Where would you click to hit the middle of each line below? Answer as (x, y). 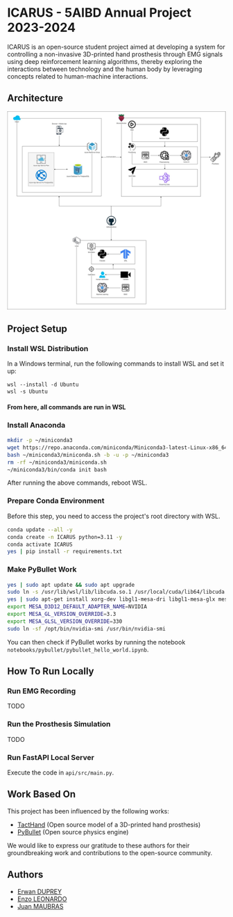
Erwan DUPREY (40, 891)
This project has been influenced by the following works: (88, 811)
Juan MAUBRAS (40, 906)
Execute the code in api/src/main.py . (61, 772)
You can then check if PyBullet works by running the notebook (96, 642)
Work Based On (42, 794)
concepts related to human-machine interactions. (78, 76)
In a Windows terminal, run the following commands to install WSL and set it (115, 364)
